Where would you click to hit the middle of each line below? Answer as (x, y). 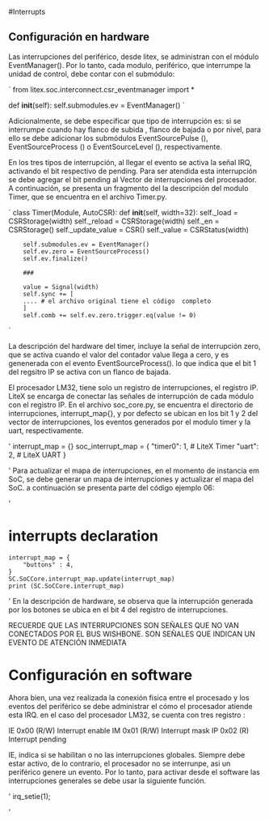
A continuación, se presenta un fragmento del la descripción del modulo (128, 188)
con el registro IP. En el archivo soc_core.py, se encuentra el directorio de (131, 405)
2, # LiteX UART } (38, 455)
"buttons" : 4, (48, 565)
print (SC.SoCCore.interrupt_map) (67, 586)
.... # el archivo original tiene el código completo (117, 301)
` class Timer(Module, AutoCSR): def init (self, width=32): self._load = (123, 212)
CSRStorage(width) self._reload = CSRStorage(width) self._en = (114, 221)
